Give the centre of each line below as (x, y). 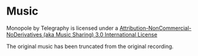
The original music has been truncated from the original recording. (90, 46)
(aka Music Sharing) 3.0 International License (100, 34)
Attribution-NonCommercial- (156, 28)
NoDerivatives (24, 34)
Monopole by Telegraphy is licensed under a (62, 28)
